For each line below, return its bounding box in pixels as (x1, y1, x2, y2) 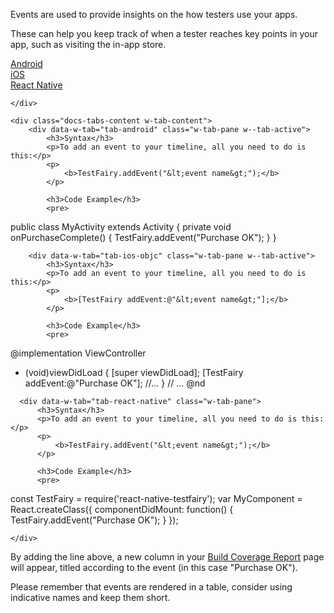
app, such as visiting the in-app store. (10, 39, 167, 50)
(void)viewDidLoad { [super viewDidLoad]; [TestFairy (24, 367, 244, 378)
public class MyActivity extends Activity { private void (10, 221, 232, 233)
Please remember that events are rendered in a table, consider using (10, 581, 293, 593)
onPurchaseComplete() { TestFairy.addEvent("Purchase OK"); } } (10, 232, 277, 243)
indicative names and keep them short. (10, 592, 171, 603)
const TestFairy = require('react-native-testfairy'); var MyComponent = (10, 493, 303, 504)
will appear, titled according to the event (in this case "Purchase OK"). (10, 562, 298, 573)
